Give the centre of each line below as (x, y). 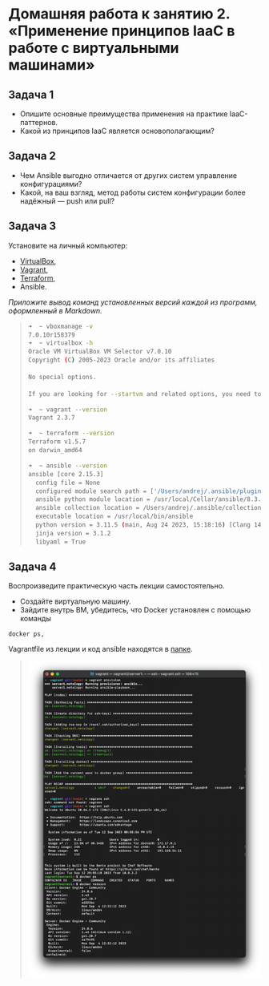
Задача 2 (32, 156)
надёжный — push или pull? (67, 200)
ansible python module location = (93, 499)
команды (36, 619)
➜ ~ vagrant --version (68, 410)
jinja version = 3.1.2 (73, 533)
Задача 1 (31, 94)
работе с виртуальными (94, 48)
